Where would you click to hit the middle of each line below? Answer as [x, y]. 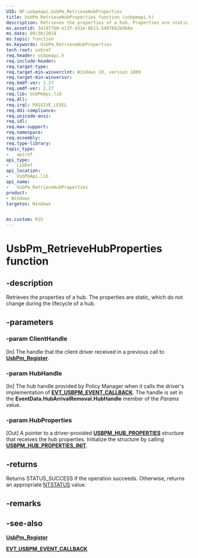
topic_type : [21, 149]
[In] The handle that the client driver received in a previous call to [85, 351]
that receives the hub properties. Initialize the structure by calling [85, 439]
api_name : [18, 182]
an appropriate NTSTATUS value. [46, 485]
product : [17, 192]
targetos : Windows [29, 204]
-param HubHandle [34, 373]
